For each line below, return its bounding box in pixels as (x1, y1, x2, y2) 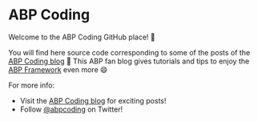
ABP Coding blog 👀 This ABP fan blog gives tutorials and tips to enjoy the (8, 56, 250, 66)
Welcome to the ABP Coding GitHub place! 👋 (8, 32, 155, 42)
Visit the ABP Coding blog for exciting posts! (19, 96, 167, 105)
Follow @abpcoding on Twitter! (19, 104, 123, 114)
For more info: (8, 80, 54, 90)
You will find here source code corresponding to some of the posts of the (8, 47, 251, 57)
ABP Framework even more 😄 (8, 64, 108, 74)
